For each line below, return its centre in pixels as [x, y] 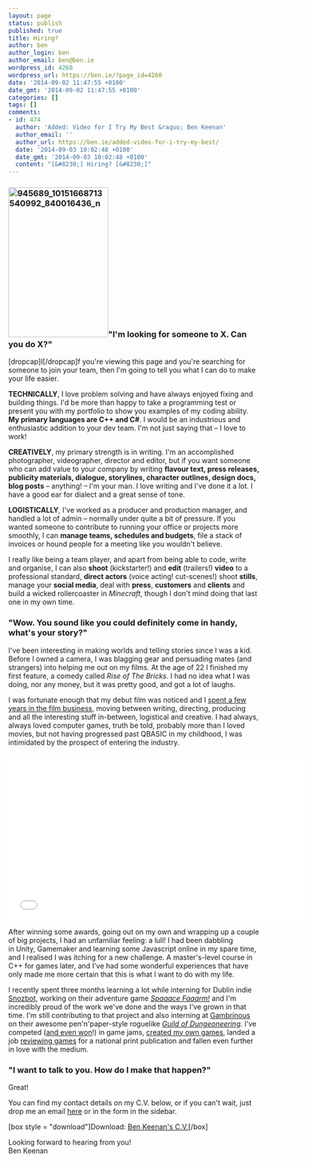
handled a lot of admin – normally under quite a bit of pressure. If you [122, 519]
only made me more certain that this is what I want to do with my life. [122, 974]
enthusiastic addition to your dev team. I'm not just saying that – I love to [127, 428]
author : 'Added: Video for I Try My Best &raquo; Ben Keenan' [121, 127]
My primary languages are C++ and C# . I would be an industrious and [124, 420]
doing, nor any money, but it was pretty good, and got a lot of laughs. [122, 684]
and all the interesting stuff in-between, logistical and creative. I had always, [134, 717]
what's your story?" [48, 633]
